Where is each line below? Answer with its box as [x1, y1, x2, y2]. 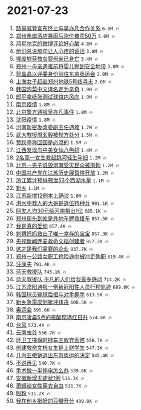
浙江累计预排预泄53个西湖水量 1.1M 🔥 [15, 176, 110, 184]
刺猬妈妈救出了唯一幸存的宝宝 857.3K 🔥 [15, 229, 114, 237]
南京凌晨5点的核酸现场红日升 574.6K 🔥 [15, 313, 112, 321]
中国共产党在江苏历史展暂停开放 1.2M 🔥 [15, 169, 114, 176]
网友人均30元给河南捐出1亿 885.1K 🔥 [15, 207, 107, 214]
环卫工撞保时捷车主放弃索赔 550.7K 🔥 [15, 336, 109, 344]
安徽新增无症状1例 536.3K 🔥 [15, 374, 85, 381]
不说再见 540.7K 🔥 [15, 359, 61, 366]
